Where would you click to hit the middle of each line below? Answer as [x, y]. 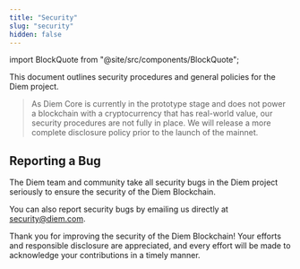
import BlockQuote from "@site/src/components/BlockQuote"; [124, 60]
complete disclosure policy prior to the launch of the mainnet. [145, 133]
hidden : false [36, 34]
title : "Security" [43, 17]
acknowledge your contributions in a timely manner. [105, 256]
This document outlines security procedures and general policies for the [142, 77]
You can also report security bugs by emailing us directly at [119, 209]
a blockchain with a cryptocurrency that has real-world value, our [152, 114]
